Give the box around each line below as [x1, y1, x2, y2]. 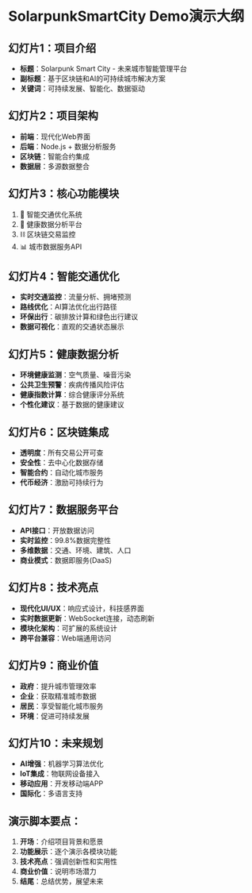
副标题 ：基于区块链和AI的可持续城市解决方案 [19, 74, 166, 83]
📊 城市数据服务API [19, 241, 82, 251]
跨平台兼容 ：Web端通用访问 [19, 633, 112, 643]
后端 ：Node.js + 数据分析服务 [19, 141, 116, 151]
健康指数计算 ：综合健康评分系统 [19, 390, 124, 399]
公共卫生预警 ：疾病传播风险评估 [19, 380, 124, 390]
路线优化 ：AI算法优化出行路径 [19, 302, 117, 312]
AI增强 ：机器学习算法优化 [19, 759, 105, 768]
